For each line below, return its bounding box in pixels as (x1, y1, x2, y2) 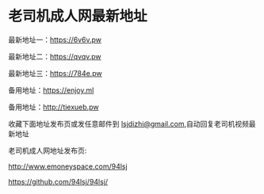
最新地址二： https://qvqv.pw (8, 51, 101, 61)
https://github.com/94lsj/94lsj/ (8, 177, 109, 186)
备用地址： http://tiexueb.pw (8, 102, 99, 112)
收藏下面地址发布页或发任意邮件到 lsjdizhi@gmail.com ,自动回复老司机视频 (8, 119, 250, 128)
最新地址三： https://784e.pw (8, 68, 102, 78)
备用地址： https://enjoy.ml (8, 85, 94, 95)
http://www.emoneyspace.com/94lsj (8, 162, 128, 171)
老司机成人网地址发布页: (8, 146, 87, 155)
